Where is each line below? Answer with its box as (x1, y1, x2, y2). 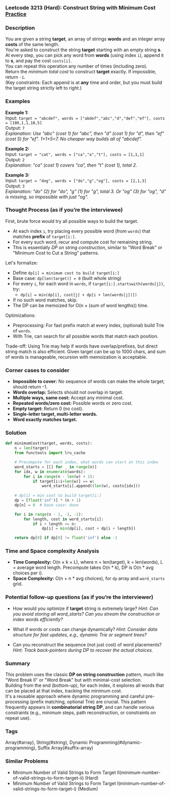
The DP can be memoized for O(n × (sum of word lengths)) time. (12, 302, 149, 309)
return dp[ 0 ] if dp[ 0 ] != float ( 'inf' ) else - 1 (14, 535, 117, 541)
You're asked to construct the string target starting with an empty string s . (5, 47, 162, 53)
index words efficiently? (12, 616, 63, 622)
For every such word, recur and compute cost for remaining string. (12, 239, 153, 245)
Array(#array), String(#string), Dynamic (5, 740, 88, 746)
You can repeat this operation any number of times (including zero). (5, 63, 148, 69)
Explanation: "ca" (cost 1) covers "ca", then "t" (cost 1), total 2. (5, 162, 137, 168)
